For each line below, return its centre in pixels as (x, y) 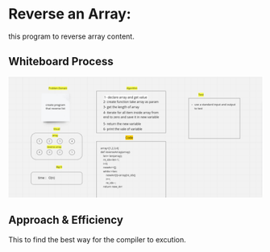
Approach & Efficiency (66, 220)
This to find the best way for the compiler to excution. (98, 239)
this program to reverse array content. (71, 36)
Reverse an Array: (70, 14)
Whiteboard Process (61, 62)
